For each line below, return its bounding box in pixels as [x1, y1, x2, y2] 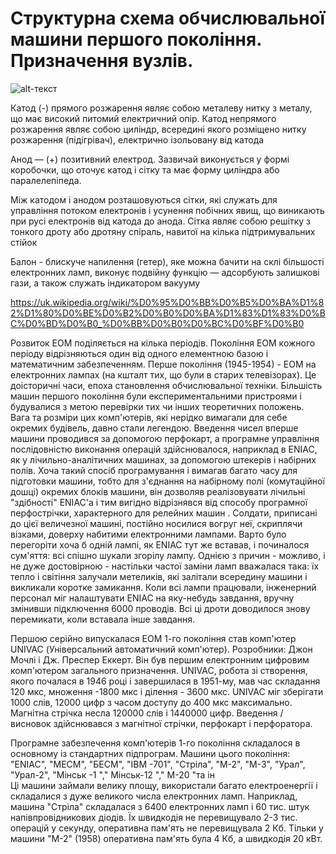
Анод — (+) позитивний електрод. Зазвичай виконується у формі [10, 153, 290, 165]
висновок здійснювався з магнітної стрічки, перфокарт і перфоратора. [10, 717, 313, 729]
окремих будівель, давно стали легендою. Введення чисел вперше [10, 422, 299, 434]
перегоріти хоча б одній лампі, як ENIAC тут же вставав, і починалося [10, 538, 310, 551]
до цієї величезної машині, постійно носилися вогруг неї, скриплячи [10, 517, 303, 529]
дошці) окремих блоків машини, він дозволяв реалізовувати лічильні [10, 485, 306, 497]
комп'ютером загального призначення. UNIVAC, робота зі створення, [10, 664, 308, 676]
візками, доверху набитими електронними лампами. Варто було [10, 528, 287, 540]
